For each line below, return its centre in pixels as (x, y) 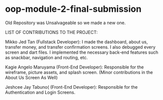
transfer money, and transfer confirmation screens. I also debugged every (80, 47)
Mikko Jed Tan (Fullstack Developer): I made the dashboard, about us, (77, 42)
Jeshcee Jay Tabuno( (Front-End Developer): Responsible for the (72, 87)
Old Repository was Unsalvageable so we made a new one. (65, 23)
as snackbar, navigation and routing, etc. (46, 57)
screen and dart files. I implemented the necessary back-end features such (82, 52)
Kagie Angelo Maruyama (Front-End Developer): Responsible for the (75, 67)
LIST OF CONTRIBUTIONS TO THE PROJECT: (51, 32)
